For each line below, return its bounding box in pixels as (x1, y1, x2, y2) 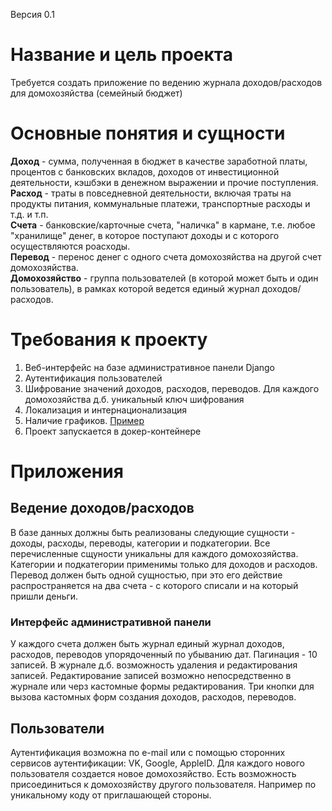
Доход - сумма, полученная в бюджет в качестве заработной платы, (10, 155, 308, 167)
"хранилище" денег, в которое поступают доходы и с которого (10, 229, 280, 241)
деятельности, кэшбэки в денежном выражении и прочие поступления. (10, 176, 319, 188)
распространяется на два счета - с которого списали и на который (10, 579, 299, 591)
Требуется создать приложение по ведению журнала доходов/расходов (10, 76, 323, 88)
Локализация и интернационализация (24, 404, 188, 416)
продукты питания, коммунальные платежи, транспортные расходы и (10, 197, 311, 209)
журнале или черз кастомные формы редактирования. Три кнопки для (10, 680, 315, 693)
